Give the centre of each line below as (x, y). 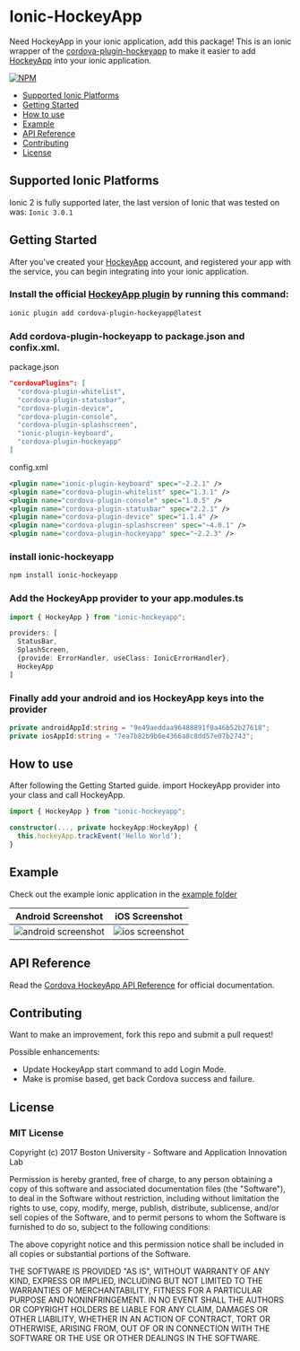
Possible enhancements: (55, 1052)
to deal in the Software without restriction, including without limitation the (144, 1198)
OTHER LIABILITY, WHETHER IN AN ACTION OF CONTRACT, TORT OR (140, 1319)
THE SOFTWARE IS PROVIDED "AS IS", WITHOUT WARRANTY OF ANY (140, 1271)
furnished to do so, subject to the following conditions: (110, 1227)
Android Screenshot (59, 916)
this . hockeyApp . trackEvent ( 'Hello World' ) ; (99, 837)
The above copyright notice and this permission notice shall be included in (146, 1244)
